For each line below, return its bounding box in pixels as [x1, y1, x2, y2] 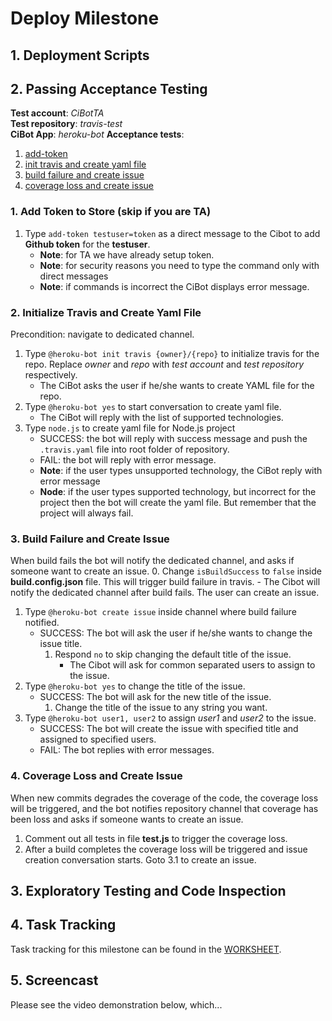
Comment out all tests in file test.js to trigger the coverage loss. [24, 832, 288, 844]
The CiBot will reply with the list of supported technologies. [39, 411, 284, 423]
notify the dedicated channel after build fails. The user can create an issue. [10, 587, 320, 599]
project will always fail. [39, 507, 134, 519]
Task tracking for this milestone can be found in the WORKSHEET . [10, 943, 282, 955]
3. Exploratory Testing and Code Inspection [10, 882, 287, 899]
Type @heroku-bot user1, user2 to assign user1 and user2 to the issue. [24, 712, 317, 724]
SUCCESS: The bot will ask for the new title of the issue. [39, 691, 272, 703]
